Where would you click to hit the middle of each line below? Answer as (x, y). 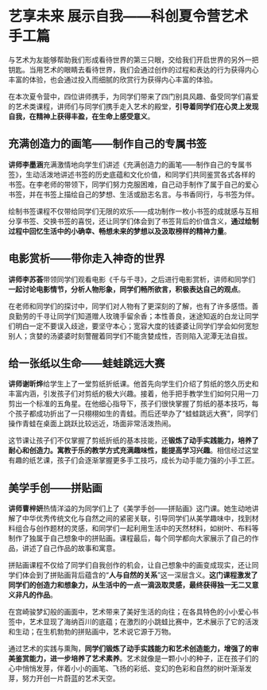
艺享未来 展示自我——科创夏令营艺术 (128, 16)
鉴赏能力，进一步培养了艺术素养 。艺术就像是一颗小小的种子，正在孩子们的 (137, 659)
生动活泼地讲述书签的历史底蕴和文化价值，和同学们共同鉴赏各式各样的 (140, 174)
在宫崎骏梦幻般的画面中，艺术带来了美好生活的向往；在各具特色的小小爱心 (130, 612)
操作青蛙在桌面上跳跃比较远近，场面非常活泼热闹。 (92, 424)
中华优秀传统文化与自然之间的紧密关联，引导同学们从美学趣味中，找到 (137, 518)
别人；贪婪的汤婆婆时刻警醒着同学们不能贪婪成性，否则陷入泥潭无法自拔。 (130, 335)
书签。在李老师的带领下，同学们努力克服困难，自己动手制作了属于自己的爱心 (133, 184)
